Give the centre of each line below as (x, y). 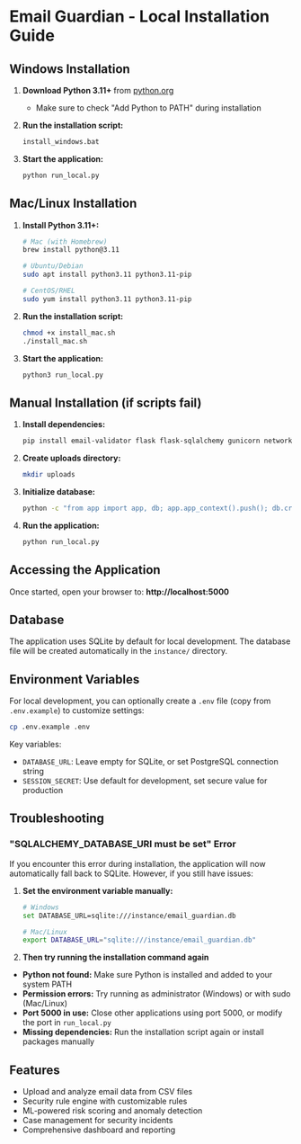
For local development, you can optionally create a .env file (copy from (140, 701)
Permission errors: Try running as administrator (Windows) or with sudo (156, 994)
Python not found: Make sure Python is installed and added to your (147, 975)
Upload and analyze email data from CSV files (107, 1092)
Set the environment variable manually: (97, 890)
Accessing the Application (85, 570)
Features (35, 1070)
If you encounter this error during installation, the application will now (138, 863)
